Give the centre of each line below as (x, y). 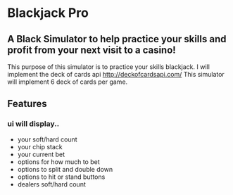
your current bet (41, 154)
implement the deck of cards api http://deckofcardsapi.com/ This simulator (116, 74)
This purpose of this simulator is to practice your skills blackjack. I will (108, 67)
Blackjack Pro (48, 13)
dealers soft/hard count (52, 184)
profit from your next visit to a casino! (92, 50)
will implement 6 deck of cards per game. (68, 82)
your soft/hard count (47, 139)
